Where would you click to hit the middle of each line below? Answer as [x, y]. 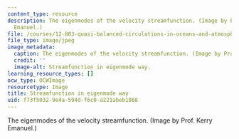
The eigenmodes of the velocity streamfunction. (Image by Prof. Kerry [110, 120]
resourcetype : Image [38, 87]
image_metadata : [31, 47]
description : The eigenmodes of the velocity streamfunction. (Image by [117, 21]
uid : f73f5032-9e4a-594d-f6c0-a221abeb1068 [73, 101]
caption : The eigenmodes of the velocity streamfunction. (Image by [117, 54]
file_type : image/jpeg [41, 41]
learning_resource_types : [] [51, 73]
